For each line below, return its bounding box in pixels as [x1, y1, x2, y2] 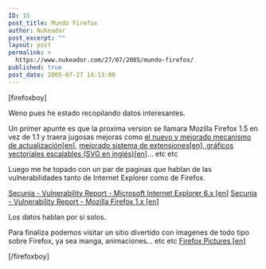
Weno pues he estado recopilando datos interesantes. [8, 108, 186, 118]
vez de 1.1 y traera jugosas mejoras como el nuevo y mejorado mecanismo [8, 132, 252, 142]
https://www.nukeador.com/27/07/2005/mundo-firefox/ [15, 57, 194, 64]
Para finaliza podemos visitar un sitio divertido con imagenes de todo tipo [8, 228, 249, 237]
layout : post [8, 41, 52, 49]
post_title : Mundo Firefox [8, 19, 98, 27]
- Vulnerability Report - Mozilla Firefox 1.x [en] [8, 197, 159, 206]
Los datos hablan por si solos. [8, 212, 107, 221]
